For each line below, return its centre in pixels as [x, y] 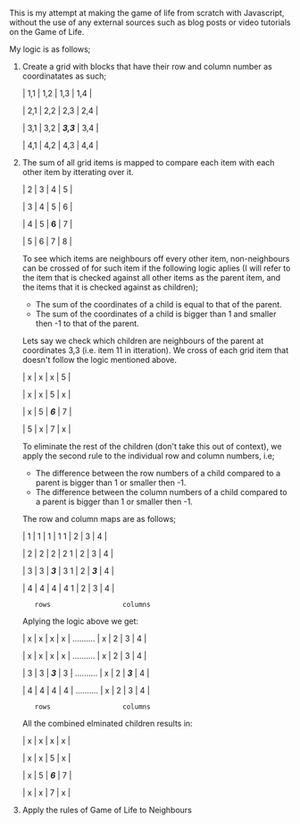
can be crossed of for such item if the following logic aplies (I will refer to [156, 268]
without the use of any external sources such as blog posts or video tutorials [150, 22]
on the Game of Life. [47, 32]
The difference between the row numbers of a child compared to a [158, 473]
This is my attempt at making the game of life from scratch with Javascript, [147, 13]
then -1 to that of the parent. [87, 324]
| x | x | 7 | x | [46, 793]
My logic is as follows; [50, 49]
